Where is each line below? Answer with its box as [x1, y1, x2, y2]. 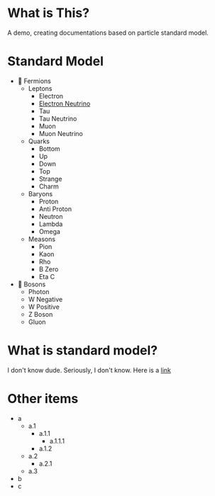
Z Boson [28, 310, 53, 318]
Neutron [38, 212, 63, 220]
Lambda [38, 220, 63, 228]
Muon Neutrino [38, 129, 83, 137]
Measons [28, 235, 55, 243]
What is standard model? [7, 342, 158, 359]
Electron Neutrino [38, 99, 91, 108]
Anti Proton [38, 204, 72, 213]
